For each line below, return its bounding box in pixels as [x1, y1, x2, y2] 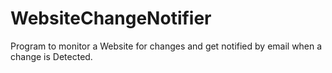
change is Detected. [10, 50, 93, 62]
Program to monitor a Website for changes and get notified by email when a [10, 40, 323, 52]
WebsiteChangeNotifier [10, 7, 212, 30]
